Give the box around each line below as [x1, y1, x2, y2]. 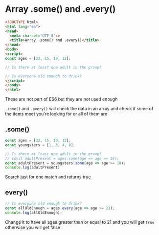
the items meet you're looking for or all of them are [5, 111, 108, 117]
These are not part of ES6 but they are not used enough [5, 96, 118, 102]
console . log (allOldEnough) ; [5, 210, 63, 215]
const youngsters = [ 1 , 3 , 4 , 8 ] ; [5, 142, 76, 147]
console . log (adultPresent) [5, 165, 60, 170]
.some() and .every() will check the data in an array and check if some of [5, 106, 154, 112]
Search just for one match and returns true [5, 174, 91, 180]
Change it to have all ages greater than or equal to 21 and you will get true [5, 219, 155, 225]
